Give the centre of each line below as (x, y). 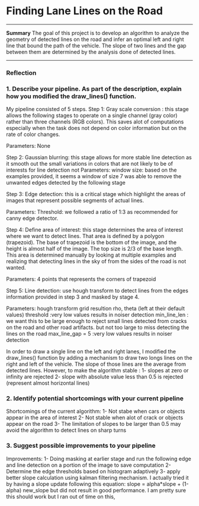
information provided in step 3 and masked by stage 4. (73, 297)
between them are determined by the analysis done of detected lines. (91, 52)
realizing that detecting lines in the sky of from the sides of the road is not (96, 261)
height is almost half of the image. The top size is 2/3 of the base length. (94, 249)
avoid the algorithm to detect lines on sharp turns (66, 430)
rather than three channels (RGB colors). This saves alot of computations (95, 122)
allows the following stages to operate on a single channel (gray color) (92, 116)
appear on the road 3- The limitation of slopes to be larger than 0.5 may (94, 424)
